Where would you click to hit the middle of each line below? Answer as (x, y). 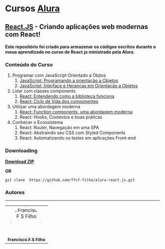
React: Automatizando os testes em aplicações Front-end (78, 138)
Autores (15, 192)
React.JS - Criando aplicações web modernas (77, 27)
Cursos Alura (32, 9)
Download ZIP (20, 161)
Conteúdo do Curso (29, 65)
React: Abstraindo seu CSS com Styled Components (72, 133)
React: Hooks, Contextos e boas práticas (61, 117)
